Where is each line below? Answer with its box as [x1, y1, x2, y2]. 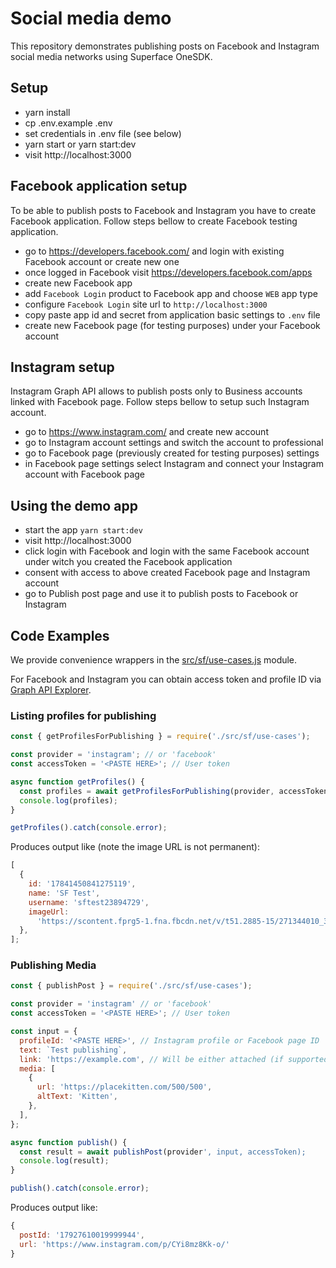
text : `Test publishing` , [19, 1045, 128, 1055]
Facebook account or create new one [24, 255, 180, 267]
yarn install [24, 106, 71, 118]
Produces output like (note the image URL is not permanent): [10, 841, 261, 853]
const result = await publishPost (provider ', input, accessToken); [19, 1147, 307, 1157]
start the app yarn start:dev [24, 524, 143, 536]
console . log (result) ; [19, 1156, 110, 1166]
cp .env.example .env [24, 117, 113, 129]
